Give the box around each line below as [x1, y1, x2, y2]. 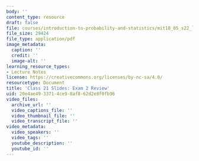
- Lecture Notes [6, 69, 46, 75]
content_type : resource [6, 14, 65, 20]
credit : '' [11, 52, 38, 58]
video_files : [6, 96, 38, 102]
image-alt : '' [11, 58, 46, 64]
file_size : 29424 [6, 31, 49, 37]
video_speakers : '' [11, 129, 60, 136]
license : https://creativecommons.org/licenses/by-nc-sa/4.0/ [6, 74, 163, 80]
